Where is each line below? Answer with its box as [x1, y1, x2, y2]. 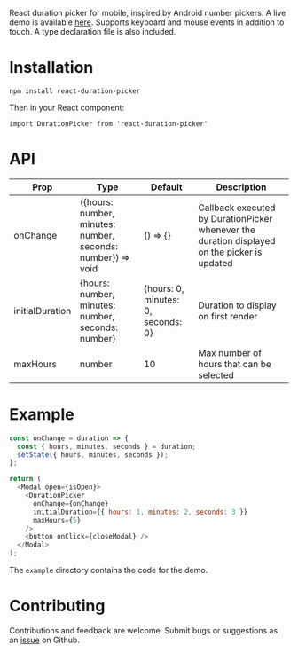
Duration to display [198, 299, 277, 311]
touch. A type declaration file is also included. [9, 27, 176, 36]
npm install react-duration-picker [9, 86, 141, 96]
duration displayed [198, 234, 276, 247]
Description [216, 181, 267, 193]
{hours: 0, [143, 282, 184, 295]
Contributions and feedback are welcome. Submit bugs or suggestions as [9, 625, 278, 635]
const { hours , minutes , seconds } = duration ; [17, 442, 197, 451]
